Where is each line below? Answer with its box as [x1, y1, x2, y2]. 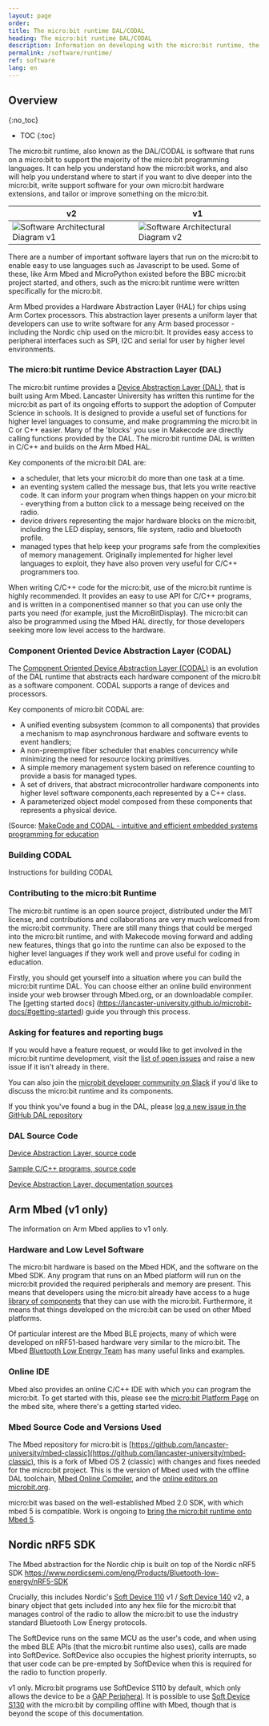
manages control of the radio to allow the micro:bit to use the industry [8, 1609, 239, 1618]
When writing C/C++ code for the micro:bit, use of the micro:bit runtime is [8, 583, 252, 592]
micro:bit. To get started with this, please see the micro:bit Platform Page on [8, 1393, 259, 1403]
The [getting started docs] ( [8, 998, 100, 1008]
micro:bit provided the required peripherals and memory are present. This [8, 1279, 251, 1289]
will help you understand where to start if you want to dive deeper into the [8, 172, 252, 181]
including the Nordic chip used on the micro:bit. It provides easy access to [8, 327, 254, 337]
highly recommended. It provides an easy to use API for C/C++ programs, [8, 591, 252, 600]
